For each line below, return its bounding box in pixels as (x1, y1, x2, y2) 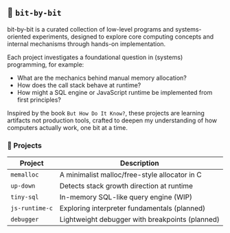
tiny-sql (10, 193, 39, 201)
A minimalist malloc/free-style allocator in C (59, 170, 202, 179)
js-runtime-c (10, 204, 54, 212)
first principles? (16, 96, 62, 104)
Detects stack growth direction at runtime (59, 181, 194, 191)
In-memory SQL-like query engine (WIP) (59, 192, 193, 202)
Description (119, 159, 159, 168)
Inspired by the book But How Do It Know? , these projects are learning (7, 109, 205, 117)
